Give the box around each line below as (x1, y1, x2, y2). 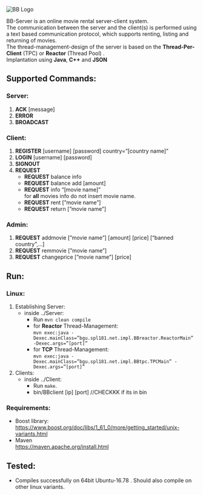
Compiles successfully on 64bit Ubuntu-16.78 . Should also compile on (15, 477, 192, 484)
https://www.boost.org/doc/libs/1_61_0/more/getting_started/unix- (15, 424, 180, 431)
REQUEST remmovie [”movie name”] (15, 247, 107, 254)
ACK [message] (15, 105, 55, 113)
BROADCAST (15, 118, 49, 125)
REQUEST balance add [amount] (24, 179, 106, 187)
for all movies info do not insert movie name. (24, 192, 136, 199)
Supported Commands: (6, 73, 97, 84)
